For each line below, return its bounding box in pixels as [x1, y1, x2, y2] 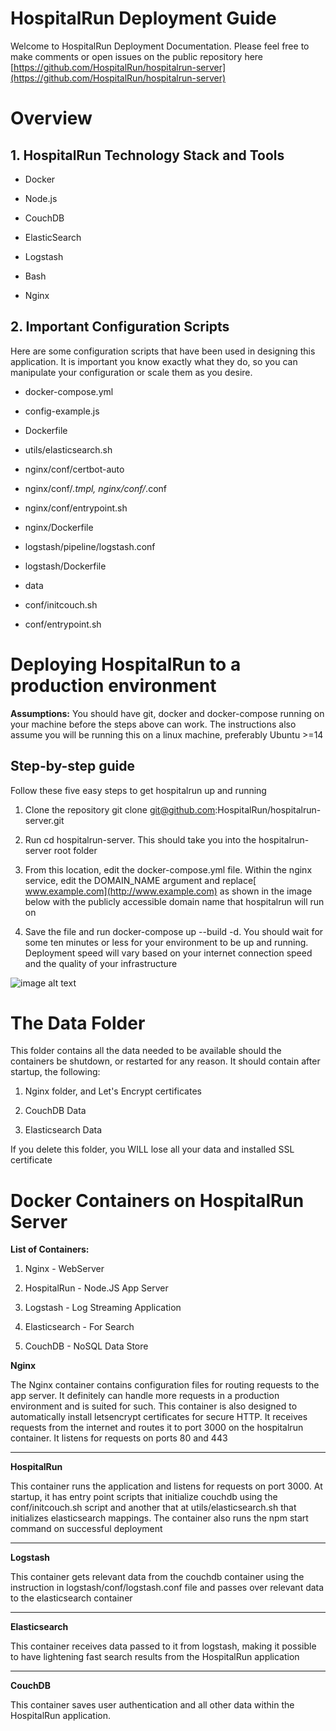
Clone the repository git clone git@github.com [24, 803, 216, 816]
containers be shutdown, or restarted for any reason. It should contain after [10, 1055, 321, 1067]
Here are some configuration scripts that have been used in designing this [10, 345, 316, 357]
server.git [24, 814, 65, 826]
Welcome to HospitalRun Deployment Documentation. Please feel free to [10, 40, 310, 52]
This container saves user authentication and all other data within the [10, 1699, 295, 1711]
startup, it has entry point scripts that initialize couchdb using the [10, 1491, 278, 1503]
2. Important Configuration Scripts [10, 318, 230, 336]
